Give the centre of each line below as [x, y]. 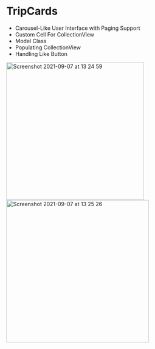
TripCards [32, 11]
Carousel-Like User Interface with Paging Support [78, 28]
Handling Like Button [41, 54]
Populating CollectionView [48, 47]
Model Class [31, 41]
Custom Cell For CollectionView [55, 34]
